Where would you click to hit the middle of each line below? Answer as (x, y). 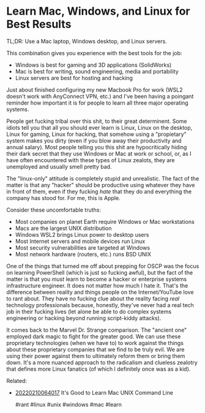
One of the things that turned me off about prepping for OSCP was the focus (103, 266)
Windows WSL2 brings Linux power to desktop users (82, 234)
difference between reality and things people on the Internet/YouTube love (100, 292)
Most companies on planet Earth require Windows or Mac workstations (105, 221)
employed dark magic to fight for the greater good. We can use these (94, 336)
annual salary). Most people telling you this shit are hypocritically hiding (97, 147)
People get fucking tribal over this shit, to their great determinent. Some (97, 121)
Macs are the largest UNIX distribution (63, 228)
